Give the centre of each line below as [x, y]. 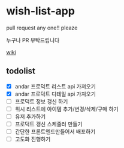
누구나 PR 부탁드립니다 [33, 40]
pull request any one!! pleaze [42, 28]
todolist [21, 71]
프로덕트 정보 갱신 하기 [41, 101]
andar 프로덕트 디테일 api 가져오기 [55, 94]
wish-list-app [40, 11]
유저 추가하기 [30, 116]
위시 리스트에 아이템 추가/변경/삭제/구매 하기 [66, 109]
